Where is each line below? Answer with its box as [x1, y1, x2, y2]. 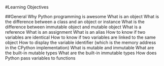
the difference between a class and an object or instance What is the [5, 19, 145, 24]
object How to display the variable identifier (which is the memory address [5, 40, 156, 45]
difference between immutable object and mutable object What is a [5, 24, 141, 30]
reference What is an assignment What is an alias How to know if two [5, 29, 146, 35]
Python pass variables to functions [5, 55, 76, 61]
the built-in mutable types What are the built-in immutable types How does [5, 50, 157, 56]
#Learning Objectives [5, 4, 49, 10]
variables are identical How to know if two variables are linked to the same [5, 34, 156, 40]
